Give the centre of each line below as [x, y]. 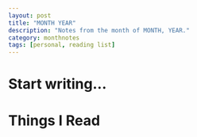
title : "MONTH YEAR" [42, 23]
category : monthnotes [44, 38]
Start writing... [58, 84]
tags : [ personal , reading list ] [62, 45]
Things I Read [54, 120]
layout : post [30, 15]
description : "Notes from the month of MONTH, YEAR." [99, 30]
